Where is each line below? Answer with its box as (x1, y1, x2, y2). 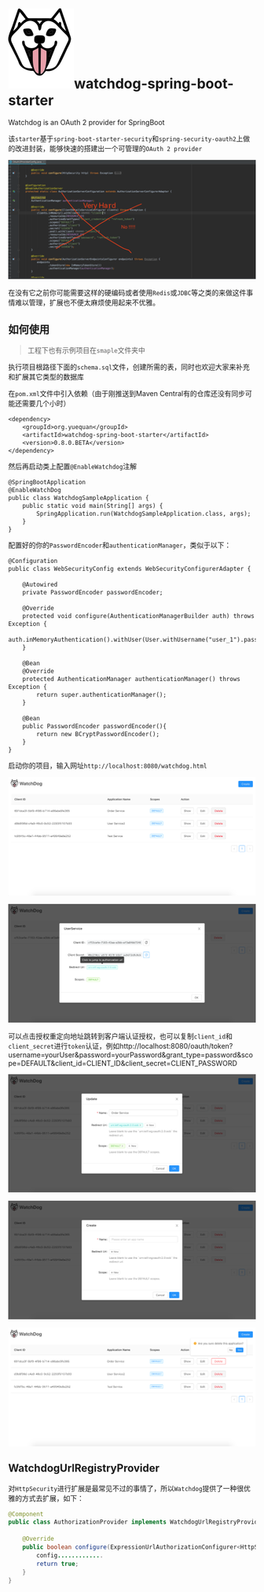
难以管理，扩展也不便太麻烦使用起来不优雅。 (14, 298, 159, 307)
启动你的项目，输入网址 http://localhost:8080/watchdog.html (8, 761, 207, 770)
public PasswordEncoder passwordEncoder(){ (22, 722, 167, 730)
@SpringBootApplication (8, 478, 86, 486)
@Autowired (22, 580, 58, 588)
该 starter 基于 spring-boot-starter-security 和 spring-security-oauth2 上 (8, 134, 244, 143)
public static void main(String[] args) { (22, 502, 163, 509)
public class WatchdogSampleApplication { (8, 494, 149, 502)
